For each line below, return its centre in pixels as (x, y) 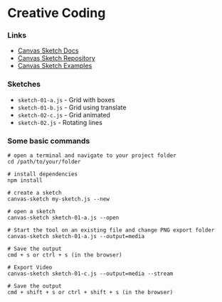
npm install (25, 180)
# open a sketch (31, 212)
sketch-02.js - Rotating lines (60, 122)
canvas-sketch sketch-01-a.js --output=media (76, 237)
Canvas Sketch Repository (57, 58)
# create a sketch (35, 193)
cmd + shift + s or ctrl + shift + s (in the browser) (90, 293)
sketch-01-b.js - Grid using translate (72, 107)
